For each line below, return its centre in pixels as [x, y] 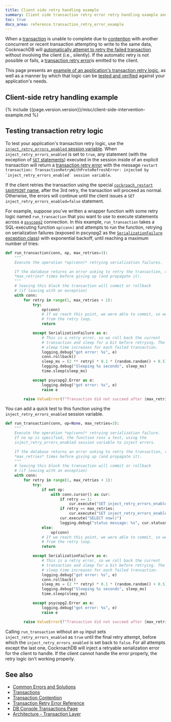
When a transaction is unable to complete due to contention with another [82, 39]
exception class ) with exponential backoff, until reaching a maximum [77, 238]
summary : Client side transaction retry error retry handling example [82, 15]
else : [47, 527]
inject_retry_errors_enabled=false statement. [55, 201]
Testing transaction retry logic [54, 131]
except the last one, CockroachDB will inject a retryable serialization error [82, 648]
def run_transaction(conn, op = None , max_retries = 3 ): [62, 424]
